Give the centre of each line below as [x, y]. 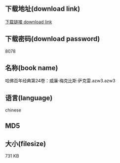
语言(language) [29, 98]
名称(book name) [32, 68]
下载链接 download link [29, 22]
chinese [13, 110]
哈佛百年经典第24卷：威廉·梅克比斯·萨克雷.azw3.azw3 [60, 81]
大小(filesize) [25, 144]
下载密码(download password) [53, 39]
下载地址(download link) [43, 9]
